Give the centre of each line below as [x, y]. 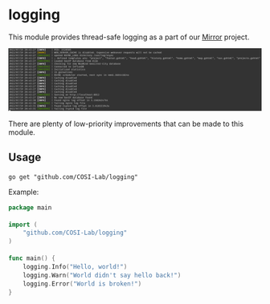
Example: [24, 192]
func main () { [32, 258]
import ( [23, 225]
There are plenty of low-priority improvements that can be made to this [126, 124]
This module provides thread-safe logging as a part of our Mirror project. [129, 37]
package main [30, 207]
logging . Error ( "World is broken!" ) [82, 284]
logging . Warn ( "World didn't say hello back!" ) [102, 275]
